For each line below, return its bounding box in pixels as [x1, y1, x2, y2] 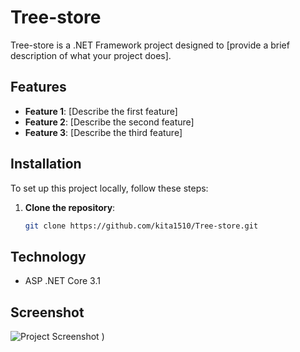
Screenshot [10, 304, 85, 321]
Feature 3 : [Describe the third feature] [24, 126, 183, 138]
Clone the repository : [24, 201, 116, 213]
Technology [10, 248, 87, 265]
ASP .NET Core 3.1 [24, 275, 101, 287]
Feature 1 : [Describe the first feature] [24, 105, 178, 117]
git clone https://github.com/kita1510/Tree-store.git [24, 221, 259, 231]
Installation [10, 156, 82, 173]
